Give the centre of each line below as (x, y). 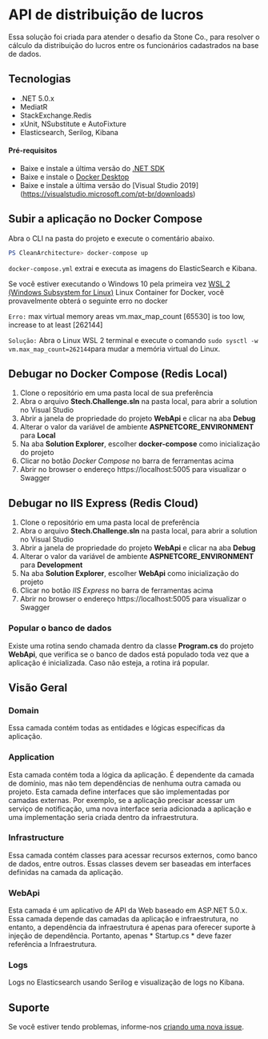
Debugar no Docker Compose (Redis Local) (118, 374)
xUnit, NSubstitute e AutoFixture (73, 124)
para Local (38, 436)
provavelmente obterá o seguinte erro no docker (88, 301)
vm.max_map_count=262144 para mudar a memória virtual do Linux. (114, 349)
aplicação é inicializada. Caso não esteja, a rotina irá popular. (109, 662)
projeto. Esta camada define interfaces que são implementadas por (119, 791)
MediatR (34, 106)
